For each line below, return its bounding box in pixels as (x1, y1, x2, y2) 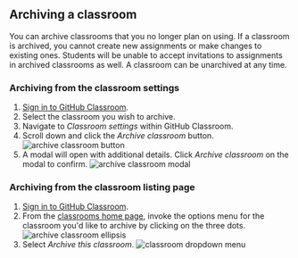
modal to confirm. (21, 159, 88, 170)
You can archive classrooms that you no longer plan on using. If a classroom (9, 30, 290, 41)
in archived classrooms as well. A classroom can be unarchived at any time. (9, 59, 287, 70)
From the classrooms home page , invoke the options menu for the (21, 211, 265, 221)
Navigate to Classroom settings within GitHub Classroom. (21, 121, 234, 132)
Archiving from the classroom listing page (9, 181, 195, 194)
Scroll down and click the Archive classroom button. (21, 130, 214, 141)
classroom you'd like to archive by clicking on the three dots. (21, 221, 246, 231)
